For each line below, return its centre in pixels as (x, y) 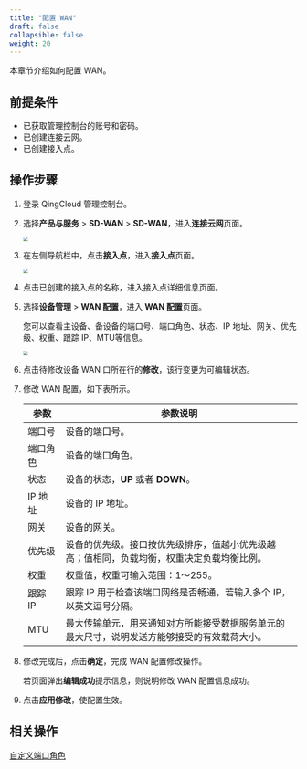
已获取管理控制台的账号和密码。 (83, 126)
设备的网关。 (93, 527)
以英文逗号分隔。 (102, 606)
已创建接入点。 (51, 149)
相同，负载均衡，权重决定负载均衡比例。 (180, 558)
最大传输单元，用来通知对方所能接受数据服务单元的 (175, 623)
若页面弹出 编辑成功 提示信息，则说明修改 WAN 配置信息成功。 (138, 680)
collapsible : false (47, 35)
